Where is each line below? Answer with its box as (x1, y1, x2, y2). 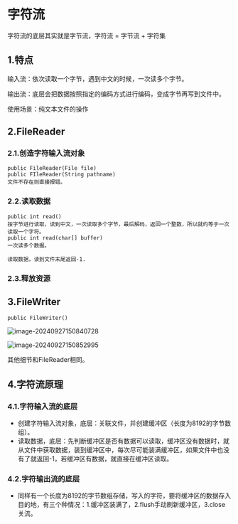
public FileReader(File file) (7, 165, 97, 172)
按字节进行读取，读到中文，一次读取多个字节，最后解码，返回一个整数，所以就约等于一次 (7, 220, 229, 228)
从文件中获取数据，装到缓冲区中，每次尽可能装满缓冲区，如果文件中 (17, 446, 217, 454)
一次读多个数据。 (7, 242, 50, 249)
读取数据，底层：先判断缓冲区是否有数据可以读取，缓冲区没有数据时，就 (17, 437, 229, 445)
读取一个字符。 (7, 228, 45, 235)
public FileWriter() (7, 314, 69, 322)
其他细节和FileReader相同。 (7, 355, 89, 364)
